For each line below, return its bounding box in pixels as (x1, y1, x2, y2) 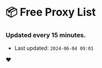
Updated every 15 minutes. (5, 31, 86, 40)
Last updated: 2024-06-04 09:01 (14, 45, 94, 52)
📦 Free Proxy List (5, 5, 96, 19)
